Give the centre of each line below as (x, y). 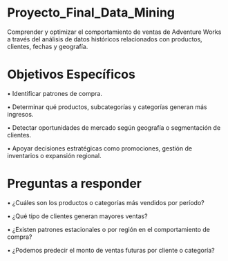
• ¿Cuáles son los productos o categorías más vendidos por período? (106, 202)
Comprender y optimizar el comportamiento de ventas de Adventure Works (114, 32)
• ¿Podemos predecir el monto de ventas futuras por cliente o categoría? (111, 250)
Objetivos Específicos (72, 75)
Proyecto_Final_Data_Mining (91, 13)
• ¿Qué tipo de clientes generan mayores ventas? (77, 216)
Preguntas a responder (75, 184)
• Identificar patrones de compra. (55, 93)
